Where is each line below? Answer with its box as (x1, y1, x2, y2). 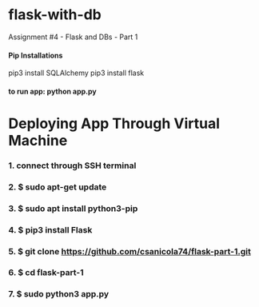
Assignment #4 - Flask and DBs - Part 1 (8, 32, 138, 42)
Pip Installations (8, 50, 63, 60)
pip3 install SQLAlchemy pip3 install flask (8, 68, 145, 78)
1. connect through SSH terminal (8, 160, 137, 171)
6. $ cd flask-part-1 (8, 267, 84, 278)
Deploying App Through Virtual (8, 114, 221, 133)
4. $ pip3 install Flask (8, 224, 93, 235)
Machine (8, 131, 68, 150)
